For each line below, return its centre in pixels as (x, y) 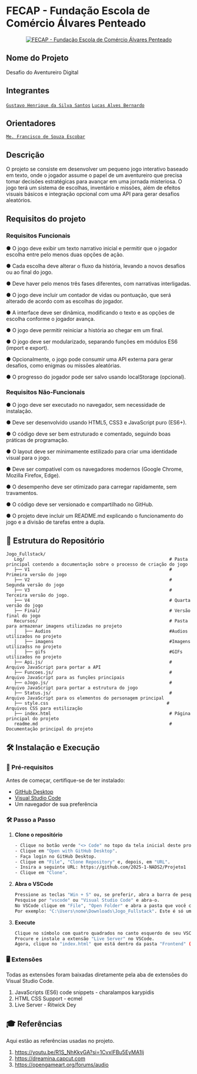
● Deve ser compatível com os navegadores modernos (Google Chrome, (95, 469)
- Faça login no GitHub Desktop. (56, 856)
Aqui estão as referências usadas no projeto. (60, 1041)
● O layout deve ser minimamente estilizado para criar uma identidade (92, 451)
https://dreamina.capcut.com (50, 1059)
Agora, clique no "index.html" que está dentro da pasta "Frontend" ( (103, 944)
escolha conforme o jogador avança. (51, 319)
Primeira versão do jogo (36, 574)
